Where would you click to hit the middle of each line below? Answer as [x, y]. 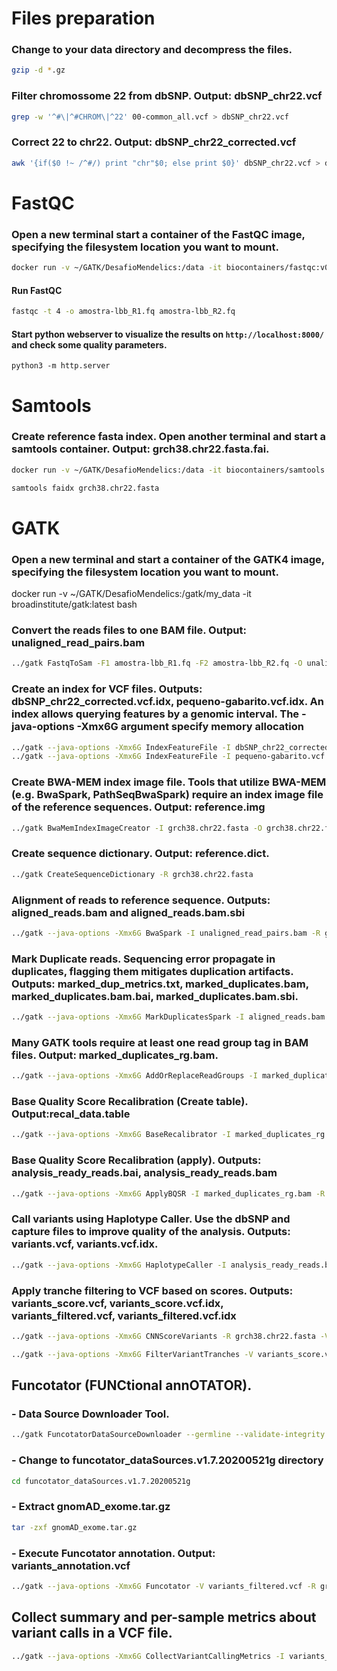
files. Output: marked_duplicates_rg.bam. [115, 1055]
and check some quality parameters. [89, 344]
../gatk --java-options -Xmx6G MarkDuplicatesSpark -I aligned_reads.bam [168, 1017]
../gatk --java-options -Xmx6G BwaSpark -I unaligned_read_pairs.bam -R [166, 933]
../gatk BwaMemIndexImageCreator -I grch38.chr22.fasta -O [137, 828]
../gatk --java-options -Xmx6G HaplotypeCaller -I [119, 1265]
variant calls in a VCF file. [92, 1633]
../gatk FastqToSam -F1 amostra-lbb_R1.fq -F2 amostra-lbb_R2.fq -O [157, 663]
